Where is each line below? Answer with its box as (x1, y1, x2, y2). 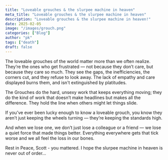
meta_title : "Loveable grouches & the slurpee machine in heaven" (5, 12, 146, 17)
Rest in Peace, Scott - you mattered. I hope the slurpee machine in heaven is (5, 144, 163, 150)
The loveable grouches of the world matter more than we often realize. (5, 58, 151, 64)
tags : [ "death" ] (5, 40, 39, 45)
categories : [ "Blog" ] (5, 30, 50, 35)
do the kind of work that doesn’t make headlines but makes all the (5, 94, 141, 100)
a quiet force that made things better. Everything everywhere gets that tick (5, 129, 158, 135)
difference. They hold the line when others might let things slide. (5, 99, 138, 105)
